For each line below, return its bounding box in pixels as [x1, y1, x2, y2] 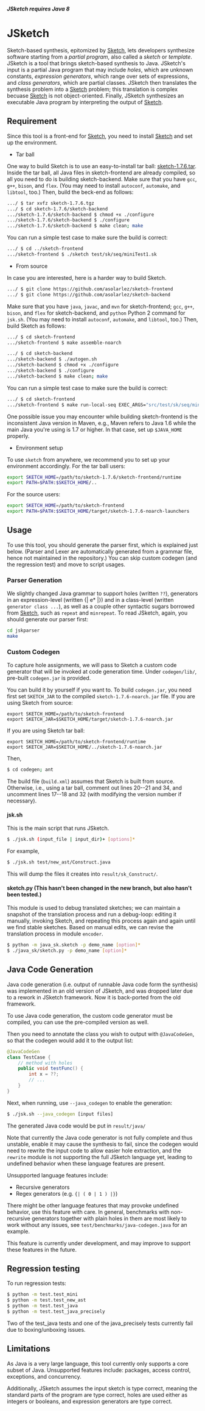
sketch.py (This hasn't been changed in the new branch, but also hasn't [7, 884, 192, 891]
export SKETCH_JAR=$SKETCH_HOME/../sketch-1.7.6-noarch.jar [7, 744, 163, 751]
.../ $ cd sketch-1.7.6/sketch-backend [7, 205, 108, 212]
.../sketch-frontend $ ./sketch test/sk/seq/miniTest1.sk [7, 251, 157, 257]
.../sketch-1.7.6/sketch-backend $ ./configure [7, 217, 130, 223]
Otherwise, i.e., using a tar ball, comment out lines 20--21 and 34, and [7, 784, 182, 791]
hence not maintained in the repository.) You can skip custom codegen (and [7, 554, 197, 562]
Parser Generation [7, 576, 63, 584]
